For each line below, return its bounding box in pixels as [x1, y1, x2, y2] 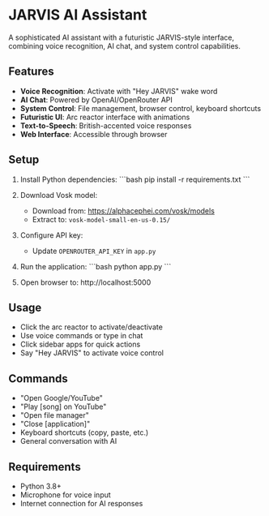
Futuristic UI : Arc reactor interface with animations [19, 112, 190, 122]
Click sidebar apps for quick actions [19, 339, 141, 350]
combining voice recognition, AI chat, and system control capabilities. [8, 41, 241, 50]
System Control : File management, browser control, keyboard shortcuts [19, 103, 262, 113]
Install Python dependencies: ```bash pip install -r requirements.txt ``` [19, 174, 250, 184]
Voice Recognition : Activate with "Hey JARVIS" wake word [19, 86, 218, 96]
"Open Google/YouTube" [19, 393, 104, 403]
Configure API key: [19, 230, 83, 240]
